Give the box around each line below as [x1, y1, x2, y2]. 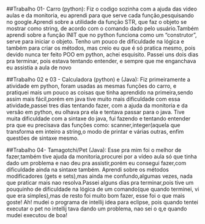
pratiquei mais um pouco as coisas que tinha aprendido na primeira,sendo [6, 89, 193, 96]
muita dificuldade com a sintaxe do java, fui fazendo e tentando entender [6, 115, 191, 122]
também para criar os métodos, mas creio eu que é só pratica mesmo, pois [6, 44, 196, 52]
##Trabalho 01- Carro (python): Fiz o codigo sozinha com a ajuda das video [6, 6, 198, 12]
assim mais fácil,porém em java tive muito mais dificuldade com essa [6, 95, 181, 102]
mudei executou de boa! [6, 212, 67, 218]
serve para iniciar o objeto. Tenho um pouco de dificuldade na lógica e [6, 38, 185, 45]
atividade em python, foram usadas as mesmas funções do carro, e [6, 82, 177, 90]
